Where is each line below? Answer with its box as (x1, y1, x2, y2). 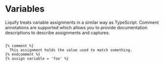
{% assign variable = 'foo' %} (5, 56, 69, 61)
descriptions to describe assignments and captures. (5, 30, 110, 35)
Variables (5, 3, 45, 15)
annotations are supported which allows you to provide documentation (5, 24, 148, 30)
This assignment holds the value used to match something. (9, 48, 133, 52)
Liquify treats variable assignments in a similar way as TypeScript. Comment (5, 19, 159, 25)
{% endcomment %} (5, 52, 41, 57)
